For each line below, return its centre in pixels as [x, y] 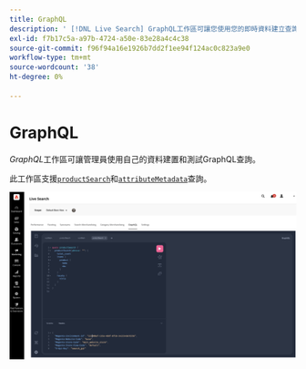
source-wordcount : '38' [55, 67]
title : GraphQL [38, 19]
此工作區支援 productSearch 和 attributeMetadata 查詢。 [111, 179]
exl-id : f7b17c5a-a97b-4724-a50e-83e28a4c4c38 [99, 38]
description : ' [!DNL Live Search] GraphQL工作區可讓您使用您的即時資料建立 [147, 29]
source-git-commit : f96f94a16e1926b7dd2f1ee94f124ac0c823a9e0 [130, 48]
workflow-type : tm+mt [51, 58]
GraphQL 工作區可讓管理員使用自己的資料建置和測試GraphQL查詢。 [135, 159]
